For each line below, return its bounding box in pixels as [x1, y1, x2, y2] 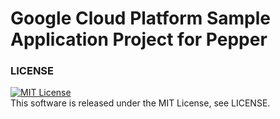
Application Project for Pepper [10, 28, 268, 51]
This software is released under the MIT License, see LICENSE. [10, 97, 271, 109]
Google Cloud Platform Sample [10, 7, 272, 30]
